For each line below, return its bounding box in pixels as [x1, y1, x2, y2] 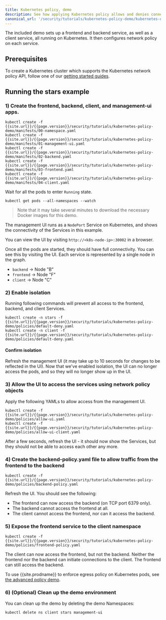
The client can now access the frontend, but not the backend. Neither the [5, 551, 155, 557]
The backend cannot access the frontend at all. [12, 505, 109, 511]
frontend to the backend [5, 462, 65, 469]
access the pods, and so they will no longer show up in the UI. [5, 369, 132, 374]
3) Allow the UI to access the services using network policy [5, 381, 151, 388]
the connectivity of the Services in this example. [5, 227, 103, 233]
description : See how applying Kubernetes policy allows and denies [5, 12, 149, 17]
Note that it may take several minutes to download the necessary [17, 207, 150, 213]
